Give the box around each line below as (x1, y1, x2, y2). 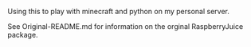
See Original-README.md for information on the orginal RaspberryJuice (7, 22, 244, 31)
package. (7, 31, 38, 39)
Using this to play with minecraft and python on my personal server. (7, 7, 230, 16)
